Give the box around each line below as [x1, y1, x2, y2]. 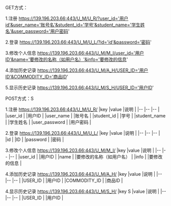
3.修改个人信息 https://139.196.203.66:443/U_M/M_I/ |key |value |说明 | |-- [5, 148, 161, 153]
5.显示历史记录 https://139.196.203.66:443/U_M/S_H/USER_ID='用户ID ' [5, 85, 154, 91]
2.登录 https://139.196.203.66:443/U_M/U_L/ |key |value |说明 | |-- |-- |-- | [5, 130, 160, 136]
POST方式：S [5, 95, 34, 101]
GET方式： [5, 5, 28, 10]
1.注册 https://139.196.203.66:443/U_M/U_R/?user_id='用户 [5, 15, 129, 22]
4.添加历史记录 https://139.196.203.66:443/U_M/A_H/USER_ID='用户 [5, 67, 149, 73]
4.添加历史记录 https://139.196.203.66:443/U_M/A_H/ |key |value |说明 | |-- [5, 171, 162, 177]
